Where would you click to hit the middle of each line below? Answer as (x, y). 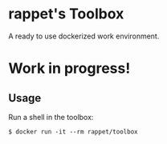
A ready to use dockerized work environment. (84, 36)
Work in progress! (69, 68)
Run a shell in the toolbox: (51, 117)
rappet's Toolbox (66, 14)
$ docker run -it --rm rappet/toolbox (73, 132)
